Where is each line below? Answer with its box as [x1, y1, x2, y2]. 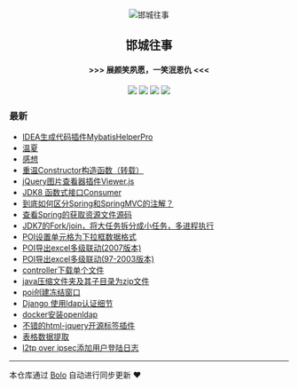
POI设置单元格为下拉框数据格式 [21, 231, 137, 242]
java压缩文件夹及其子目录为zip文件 [21, 275, 150, 286]
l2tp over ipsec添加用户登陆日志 [21, 342, 139, 352]
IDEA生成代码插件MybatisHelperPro [21, 131, 153, 142]
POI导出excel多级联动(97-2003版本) [21, 253, 155, 264]
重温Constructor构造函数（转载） [21, 164, 145, 175]
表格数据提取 [21, 331, 69, 342]
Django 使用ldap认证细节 [21, 297, 114, 308]
